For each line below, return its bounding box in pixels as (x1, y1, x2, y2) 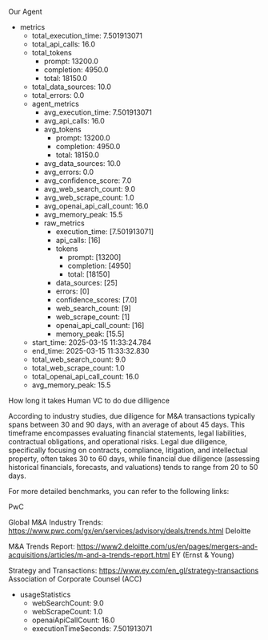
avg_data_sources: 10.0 (43, 159, 122, 168)
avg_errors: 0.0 (43, 168, 94, 176)
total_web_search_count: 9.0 (31, 354, 126, 364)
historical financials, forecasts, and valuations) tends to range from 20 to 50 (8, 463, 258, 472)
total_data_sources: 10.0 (31, 82, 112, 91)
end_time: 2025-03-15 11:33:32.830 (31, 346, 150, 355)
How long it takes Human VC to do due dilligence (8, 396, 170, 405)
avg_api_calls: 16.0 (43, 116, 106, 125)
